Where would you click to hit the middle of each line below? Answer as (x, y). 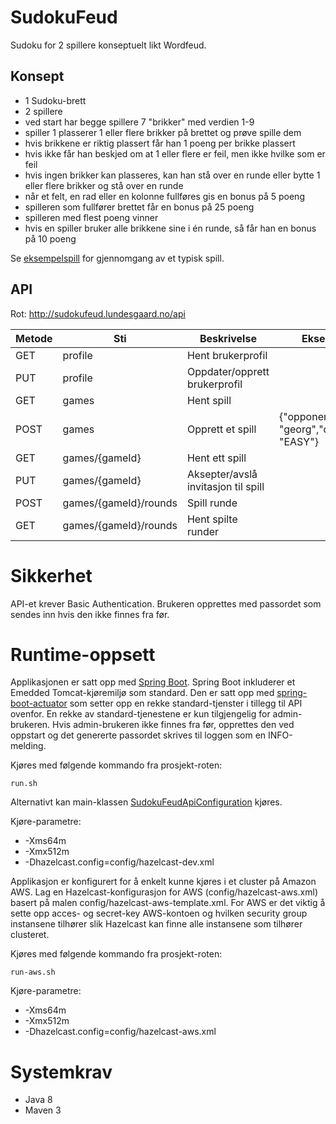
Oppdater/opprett (228, 371)
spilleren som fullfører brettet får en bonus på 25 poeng (139, 207)
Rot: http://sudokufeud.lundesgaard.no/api (98, 313)
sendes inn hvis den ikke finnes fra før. (90, 614)
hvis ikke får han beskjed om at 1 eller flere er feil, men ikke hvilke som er (175, 153)
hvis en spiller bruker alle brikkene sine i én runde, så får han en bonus (170, 228)
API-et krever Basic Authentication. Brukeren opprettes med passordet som (166, 603)
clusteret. (30, 935)
